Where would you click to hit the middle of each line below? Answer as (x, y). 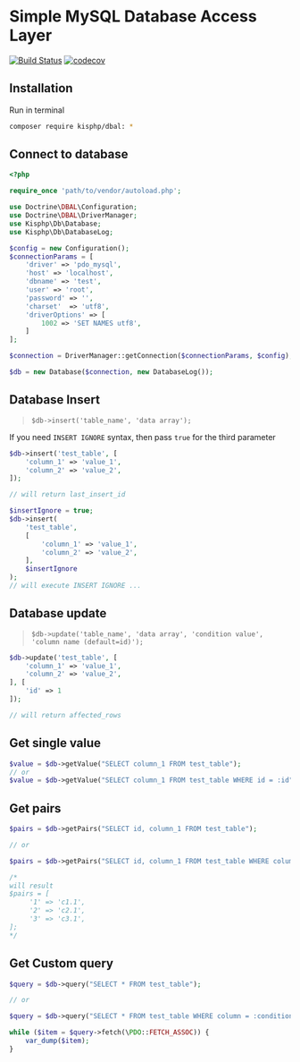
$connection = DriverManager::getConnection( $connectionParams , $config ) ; (151, 356)
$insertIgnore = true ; (51, 511)
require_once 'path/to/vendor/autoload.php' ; (95, 191)
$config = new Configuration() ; (69, 248)
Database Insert (55, 400)
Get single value (55, 743)
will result (31, 886)
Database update (58, 613)
